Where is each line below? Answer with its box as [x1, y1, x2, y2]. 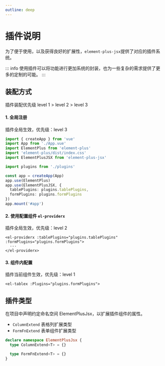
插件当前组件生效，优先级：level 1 [5, 271, 75, 278]
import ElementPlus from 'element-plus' [5, 146, 92, 151]
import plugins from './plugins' [5, 164, 75, 169]
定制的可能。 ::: [14, 71, 46, 77]
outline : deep [5, 7, 35, 13]
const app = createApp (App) [5, 173, 64, 178]
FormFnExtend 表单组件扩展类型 [12, 328, 76, 334]
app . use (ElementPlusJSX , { [5, 182, 62, 188]
